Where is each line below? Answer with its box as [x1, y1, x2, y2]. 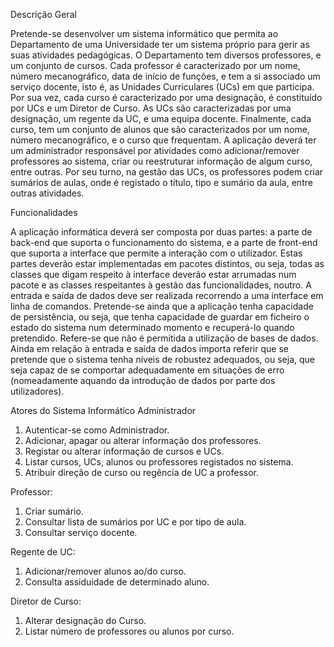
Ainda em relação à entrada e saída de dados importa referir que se [10, 343, 289, 354]
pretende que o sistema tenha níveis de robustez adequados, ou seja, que [10, 354, 315, 365]
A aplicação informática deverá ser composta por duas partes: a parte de [10, 226, 313, 238]
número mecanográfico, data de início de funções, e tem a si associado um [10, 70, 321, 82]
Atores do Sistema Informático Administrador [10, 405, 197, 416]
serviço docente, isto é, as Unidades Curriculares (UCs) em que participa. [10, 81, 315, 93]
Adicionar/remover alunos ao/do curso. [24, 565, 187, 577]
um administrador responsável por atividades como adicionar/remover [10, 145, 300, 156]
